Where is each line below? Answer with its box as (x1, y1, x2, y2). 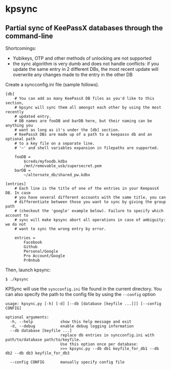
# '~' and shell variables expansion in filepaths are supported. (14, 145, 159, 151)
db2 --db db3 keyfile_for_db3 (5, 350, 70, 356)
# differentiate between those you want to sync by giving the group (14, 199, 166, 205)
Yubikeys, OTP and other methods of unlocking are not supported (12, 55, 152, 61)
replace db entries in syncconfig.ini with (60, 332, 155, 338)
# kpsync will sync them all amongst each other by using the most (14, 105, 161, 110)
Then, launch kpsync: (5, 267, 51, 273)
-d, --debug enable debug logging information (10, 324, 134, 329)
